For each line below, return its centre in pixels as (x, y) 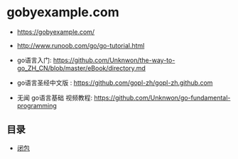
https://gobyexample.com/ (56, 32)
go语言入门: (34, 60)
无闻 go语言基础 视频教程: (55, 98)
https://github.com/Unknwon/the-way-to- (114, 60)
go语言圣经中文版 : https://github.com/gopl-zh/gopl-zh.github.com (115, 83)
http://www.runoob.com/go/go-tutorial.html (81, 45)
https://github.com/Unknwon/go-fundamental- (162, 98)
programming (37, 105)
